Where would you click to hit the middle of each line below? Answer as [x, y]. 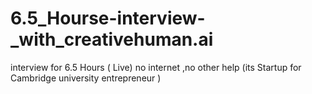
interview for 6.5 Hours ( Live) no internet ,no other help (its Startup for [156, 67]
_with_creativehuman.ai [112, 39]
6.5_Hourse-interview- [108, 18]
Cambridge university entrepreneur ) [86, 78]
